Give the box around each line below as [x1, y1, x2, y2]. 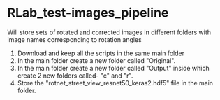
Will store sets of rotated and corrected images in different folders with [7, 28, 212, 36]
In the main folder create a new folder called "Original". [17, 56, 176, 64]
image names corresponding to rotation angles [7, 35, 142, 43]
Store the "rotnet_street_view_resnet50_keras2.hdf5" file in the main [17, 78, 214, 87]
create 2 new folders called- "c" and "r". [17, 71, 133, 80]
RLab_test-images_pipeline [7, 5, 169, 21]
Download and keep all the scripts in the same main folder [17, 49, 185, 57]
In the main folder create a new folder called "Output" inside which [17, 64, 210, 72]
